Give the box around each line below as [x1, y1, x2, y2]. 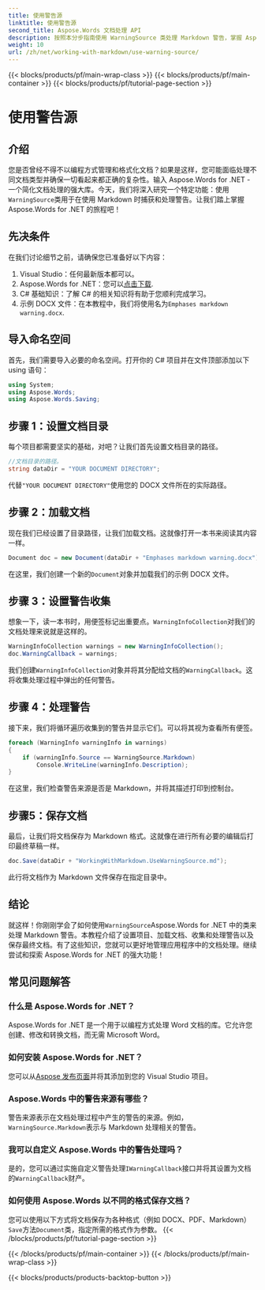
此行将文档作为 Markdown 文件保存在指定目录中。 [8, 872, 171, 882]
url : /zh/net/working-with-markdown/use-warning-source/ [8, 48, 200, 56]
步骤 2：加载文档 [8, 505, 91, 519]
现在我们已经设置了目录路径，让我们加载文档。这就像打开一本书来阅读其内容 [8, 528, 257, 538]
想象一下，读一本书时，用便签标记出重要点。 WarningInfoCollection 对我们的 [8, 617, 256, 626]
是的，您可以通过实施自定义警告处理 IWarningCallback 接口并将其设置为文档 [8, 1163, 252, 1173]
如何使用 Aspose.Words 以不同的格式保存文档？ [8, 1195, 192, 1206]
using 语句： [8, 365, 49, 374]
